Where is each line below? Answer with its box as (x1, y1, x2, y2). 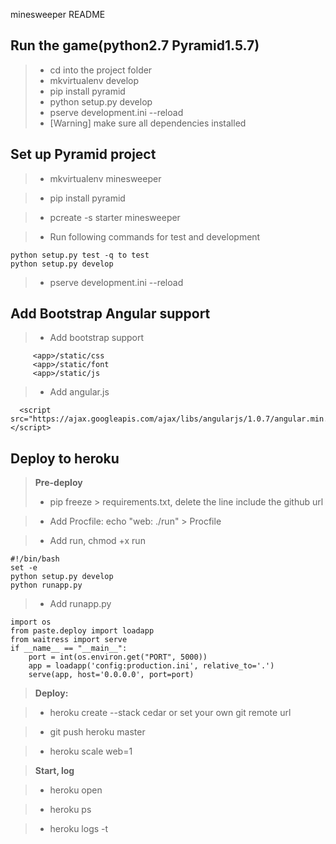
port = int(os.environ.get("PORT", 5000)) (28, 652, 208, 663)
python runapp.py (10, 580, 83, 591)
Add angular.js (49, 386, 110, 398)
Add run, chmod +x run (49, 535, 146, 547)
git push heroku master (49, 726, 146, 738)
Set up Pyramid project (10, 146, 157, 163)
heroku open (49, 784, 103, 796)
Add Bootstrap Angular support (10, 305, 211, 323)
